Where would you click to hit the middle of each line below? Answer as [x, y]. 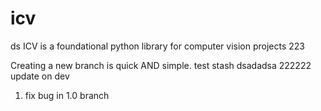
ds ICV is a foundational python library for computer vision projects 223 [157, 46]
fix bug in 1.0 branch [67, 95]
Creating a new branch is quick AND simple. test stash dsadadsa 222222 [161, 65]
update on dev [40, 76]
